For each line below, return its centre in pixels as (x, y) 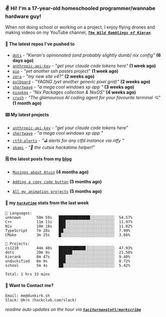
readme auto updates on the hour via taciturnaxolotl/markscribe (73, 310)
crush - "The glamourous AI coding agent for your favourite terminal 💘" (86, 97)
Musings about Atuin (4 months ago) (50, 172)
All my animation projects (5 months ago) (57, 191)
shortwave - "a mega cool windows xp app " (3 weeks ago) (73, 87)
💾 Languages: (19, 213)
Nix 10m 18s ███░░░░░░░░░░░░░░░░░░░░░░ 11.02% (69, 226)
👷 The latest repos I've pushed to (40, 44)
